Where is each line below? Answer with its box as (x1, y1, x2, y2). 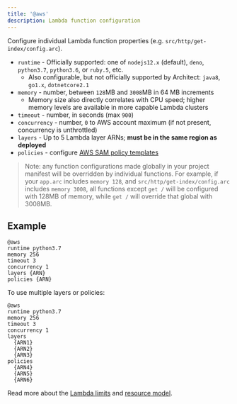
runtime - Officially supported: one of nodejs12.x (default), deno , (17, 57, 204, 66)
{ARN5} (13, 370, 33, 378)
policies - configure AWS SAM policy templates (17, 148, 159, 157)
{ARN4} (13, 364, 33, 371)
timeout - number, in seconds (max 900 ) (17, 111, 134, 119)
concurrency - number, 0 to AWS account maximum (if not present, (17, 118, 212, 126)
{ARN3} (13, 352, 33, 359)
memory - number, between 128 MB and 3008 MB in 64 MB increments (17, 88, 214, 96)
